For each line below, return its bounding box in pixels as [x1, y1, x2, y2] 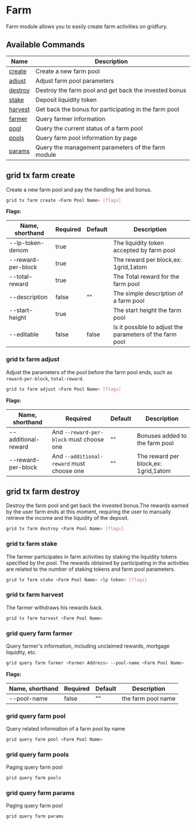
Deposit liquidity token [35, 95, 97, 104]
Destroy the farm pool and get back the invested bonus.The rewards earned [6, 502, 188, 509]
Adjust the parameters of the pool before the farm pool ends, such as [6, 368, 173, 375]
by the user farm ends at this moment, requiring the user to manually [6, 508, 171, 515]
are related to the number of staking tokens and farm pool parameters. [6, 566, 176, 573]
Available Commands [6, 40, 85, 50]
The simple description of [113, 289, 184, 297]
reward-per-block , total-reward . [6, 375, 84, 382]
